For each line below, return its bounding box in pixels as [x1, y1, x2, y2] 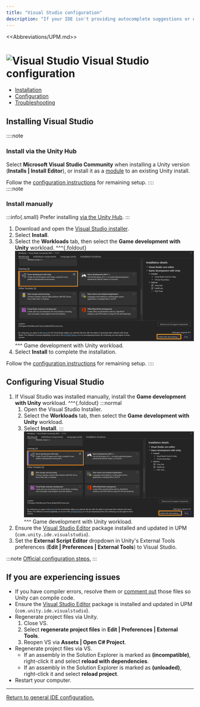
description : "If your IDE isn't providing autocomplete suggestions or [6, 16, 190, 22]
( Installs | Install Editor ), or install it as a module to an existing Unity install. [6, 167, 190, 174]
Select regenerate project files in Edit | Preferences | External [23, 626, 179, 633]
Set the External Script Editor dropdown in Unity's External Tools [14, 537, 176, 544]
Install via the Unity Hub [6, 147, 77, 155]
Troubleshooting [14, 99, 55, 106]
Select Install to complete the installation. [14, 348, 117, 355]
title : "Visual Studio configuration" [6, 10, 102, 16]
